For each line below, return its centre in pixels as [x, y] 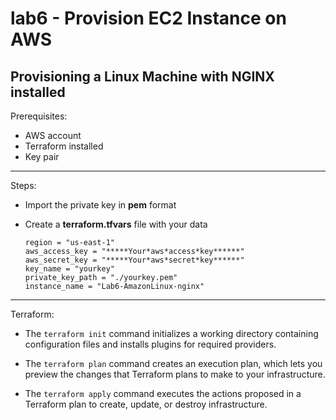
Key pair [42, 156]
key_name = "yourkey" [69, 269]
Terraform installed [64, 146]
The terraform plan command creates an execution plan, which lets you [173, 363]
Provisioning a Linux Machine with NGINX [142, 76]
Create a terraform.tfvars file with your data [116, 224]
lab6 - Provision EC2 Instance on [148, 18]
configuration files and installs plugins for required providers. [150, 344]
